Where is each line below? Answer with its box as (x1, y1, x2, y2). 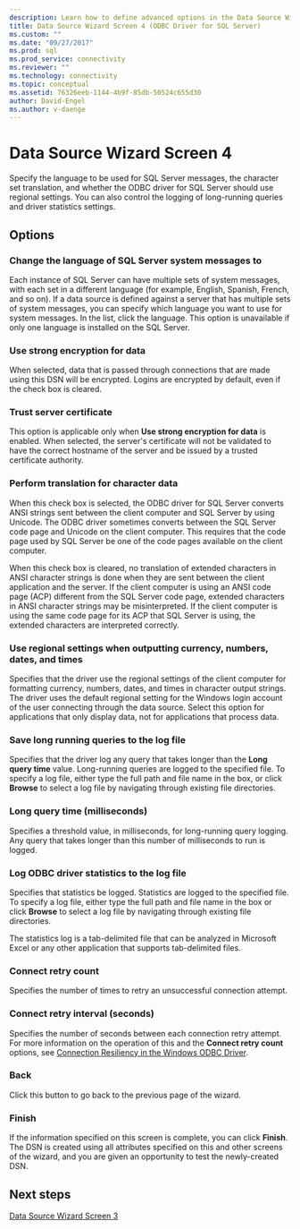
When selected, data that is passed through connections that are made (9, 364, 271, 376)
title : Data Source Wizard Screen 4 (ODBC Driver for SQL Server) (9, 21, 262, 30)
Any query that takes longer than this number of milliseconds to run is (9, 834, 266, 846)
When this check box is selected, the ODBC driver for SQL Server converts (9, 498, 284, 508)
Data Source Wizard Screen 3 (9, 1210, 119, 1221)
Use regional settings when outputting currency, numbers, (9, 642, 269, 654)
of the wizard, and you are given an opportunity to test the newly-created (9, 1151, 279, 1162)
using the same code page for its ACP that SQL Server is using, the (9, 610, 256, 620)
